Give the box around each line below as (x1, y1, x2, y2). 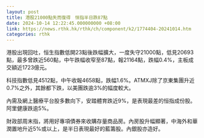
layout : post (6, 8, 39, 15)
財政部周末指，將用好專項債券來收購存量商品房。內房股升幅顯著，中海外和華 (6, 117, 198, 125)
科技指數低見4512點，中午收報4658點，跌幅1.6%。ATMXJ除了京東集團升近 (6, 77, 195, 84)
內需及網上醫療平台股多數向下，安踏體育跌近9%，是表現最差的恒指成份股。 (6, 97, 196, 105)
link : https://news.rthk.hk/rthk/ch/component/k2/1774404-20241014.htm (6, 25, 191, 32)
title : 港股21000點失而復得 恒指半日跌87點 (6, 15, 108, 21)
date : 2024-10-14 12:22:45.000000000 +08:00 (6, 20, 121, 26)
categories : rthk (6, 31, 50, 38)
